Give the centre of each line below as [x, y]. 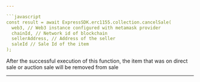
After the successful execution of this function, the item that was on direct [97, 61]
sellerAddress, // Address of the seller [64, 39]
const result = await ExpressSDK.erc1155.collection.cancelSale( [89, 22]
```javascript [24, 17]
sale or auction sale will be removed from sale [62, 67]
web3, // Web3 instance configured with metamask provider [86, 28]
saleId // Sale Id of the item [50, 44]
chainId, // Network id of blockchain [60, 33]
